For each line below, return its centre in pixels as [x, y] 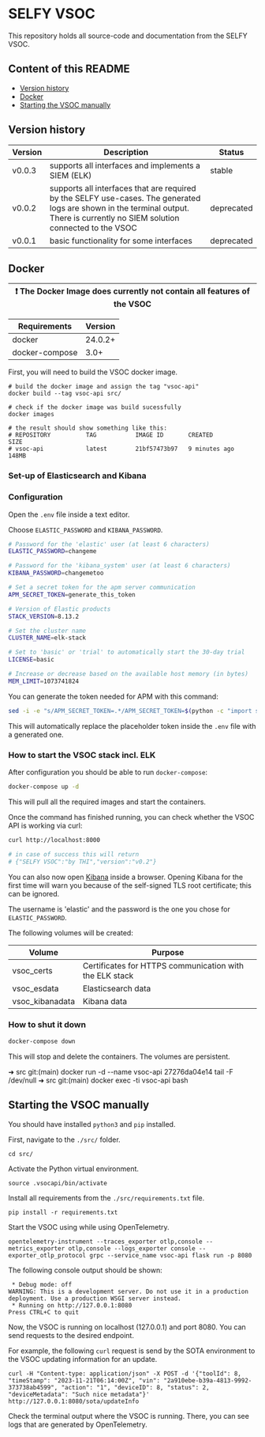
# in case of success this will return [74, 854]
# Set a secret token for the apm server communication [102, 588]
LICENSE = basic [32, 660]
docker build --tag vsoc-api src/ [65, 394]
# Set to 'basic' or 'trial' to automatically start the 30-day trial [127, 652]
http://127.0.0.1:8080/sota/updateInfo [74, 1401]
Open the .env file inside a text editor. [69, 514]
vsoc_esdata [35, 988]
